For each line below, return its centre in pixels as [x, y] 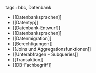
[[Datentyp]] [26, 22]
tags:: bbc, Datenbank [28, 7]
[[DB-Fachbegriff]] [32, 65]
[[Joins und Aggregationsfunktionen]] [52, 49]
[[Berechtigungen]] [33, 44]
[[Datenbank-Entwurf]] [36, 28]
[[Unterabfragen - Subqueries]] [45, 54]
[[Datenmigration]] [32, 38]
